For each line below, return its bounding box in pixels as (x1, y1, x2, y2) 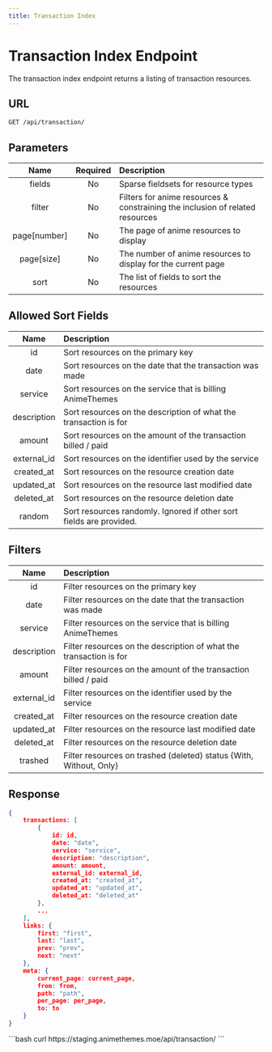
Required (75, 165, 112, 176)
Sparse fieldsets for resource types (118, 179, 253, 190)
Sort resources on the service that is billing (63, 383, 227, 394)
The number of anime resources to (118, 248, 251, 260)
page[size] (19, 253, 61, 265)
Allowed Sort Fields (8, 309, 109, 323)
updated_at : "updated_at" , (51, 884, 143, 893)
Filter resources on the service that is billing (63, 617, 230, 628)
